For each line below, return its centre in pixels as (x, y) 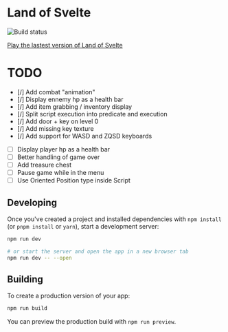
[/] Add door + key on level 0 (58, 121)
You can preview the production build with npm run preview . (92, 322)
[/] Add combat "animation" (56, 92)
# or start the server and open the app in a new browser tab (98, 251)
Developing (32, 202)
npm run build (27, 309)
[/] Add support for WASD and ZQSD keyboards (84, 136)
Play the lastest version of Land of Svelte (65, 45)
